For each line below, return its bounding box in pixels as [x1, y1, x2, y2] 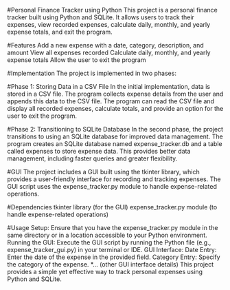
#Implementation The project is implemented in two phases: [7, 69, 177, 77]
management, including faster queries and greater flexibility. [7, 154, 178, 163]
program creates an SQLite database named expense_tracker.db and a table [7, 140, 222, 147]
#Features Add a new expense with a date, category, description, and [7, 41, 204, 49]
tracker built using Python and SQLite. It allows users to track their [7, 13, 194, 21]
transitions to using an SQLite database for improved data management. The [7, 132, 223, 141]
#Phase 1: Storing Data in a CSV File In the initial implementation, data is [7, 83, 211, 90]
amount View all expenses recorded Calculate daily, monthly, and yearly [7, 48, 211, 56]
